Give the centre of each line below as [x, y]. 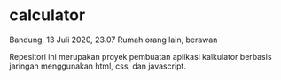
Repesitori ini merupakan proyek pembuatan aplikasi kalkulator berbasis [140, 56]
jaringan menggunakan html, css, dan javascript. [98, 66]
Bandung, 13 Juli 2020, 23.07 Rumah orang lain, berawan [113, 40]
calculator [47, 15]
